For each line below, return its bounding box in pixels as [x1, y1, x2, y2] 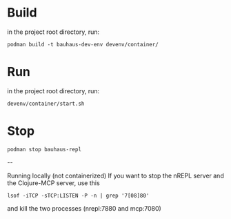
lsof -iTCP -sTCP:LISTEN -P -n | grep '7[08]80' [7, 192, 150, 199]
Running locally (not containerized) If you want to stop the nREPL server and [7, 171, 224, 180]
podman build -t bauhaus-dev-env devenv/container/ [7, 41, 159, 48]
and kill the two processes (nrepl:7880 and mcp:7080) [7, 204, 162, 212]
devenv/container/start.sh [7, 100, 85, 107]
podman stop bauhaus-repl [7, 146, 81, 153]
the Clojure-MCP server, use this [7, 178, 100, 187]
